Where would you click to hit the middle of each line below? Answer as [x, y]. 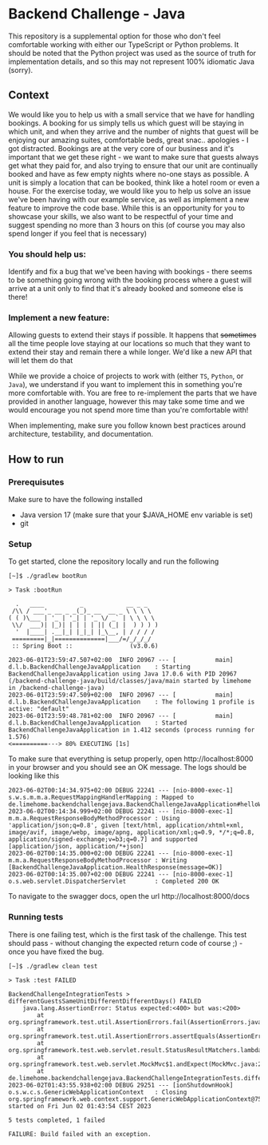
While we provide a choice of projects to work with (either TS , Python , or [126, 376]
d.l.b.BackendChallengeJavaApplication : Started [98, 723]
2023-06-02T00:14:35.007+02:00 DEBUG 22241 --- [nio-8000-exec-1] [121, 875]
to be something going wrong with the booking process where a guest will [130, 280]
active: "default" [39, 709]
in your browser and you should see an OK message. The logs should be [128, 768]
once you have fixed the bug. [56, 952]
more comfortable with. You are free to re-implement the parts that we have [133, 393]
